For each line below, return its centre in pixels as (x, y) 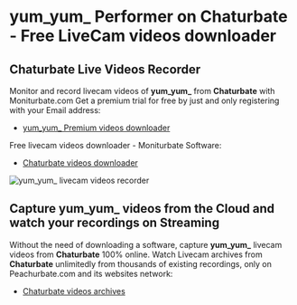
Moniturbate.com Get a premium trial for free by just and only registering (144, 100)
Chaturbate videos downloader (80, 163)
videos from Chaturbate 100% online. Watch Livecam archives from (136, 254)
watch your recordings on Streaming (114, 223)
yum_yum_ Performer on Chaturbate (148, 17)
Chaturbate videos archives (74, 291)
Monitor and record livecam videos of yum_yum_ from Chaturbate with (142, 91)
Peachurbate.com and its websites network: (91, 273)
